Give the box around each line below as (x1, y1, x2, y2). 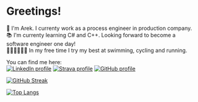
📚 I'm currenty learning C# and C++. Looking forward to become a (6, 31, 176, 38)
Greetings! (6, 4, 62, 18)
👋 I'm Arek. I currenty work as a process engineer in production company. (6, 24, 193, 32)
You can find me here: (6, 58, 62, 65)
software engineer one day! (6, 40, 76, 47)
